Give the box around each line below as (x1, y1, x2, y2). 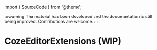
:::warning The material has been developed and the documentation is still (4, 14, 152, 19)
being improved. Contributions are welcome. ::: (4, 19, 98, 24)
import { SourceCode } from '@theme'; (4, 4, 82, 10)
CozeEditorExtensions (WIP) (4, 36, 122, 47)
